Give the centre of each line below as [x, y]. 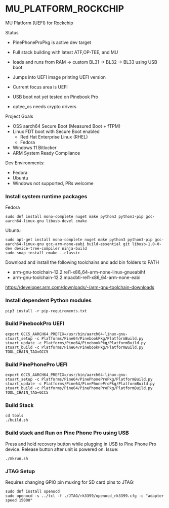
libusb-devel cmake [66, 221]
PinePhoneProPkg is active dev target [52, 42]
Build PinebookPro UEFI [35, 324]
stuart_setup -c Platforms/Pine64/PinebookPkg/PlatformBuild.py [74, 338]
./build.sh [17, 420]
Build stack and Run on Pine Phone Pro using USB [67, 433]
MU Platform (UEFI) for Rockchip [39, 23]
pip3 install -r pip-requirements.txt [46, 311]
